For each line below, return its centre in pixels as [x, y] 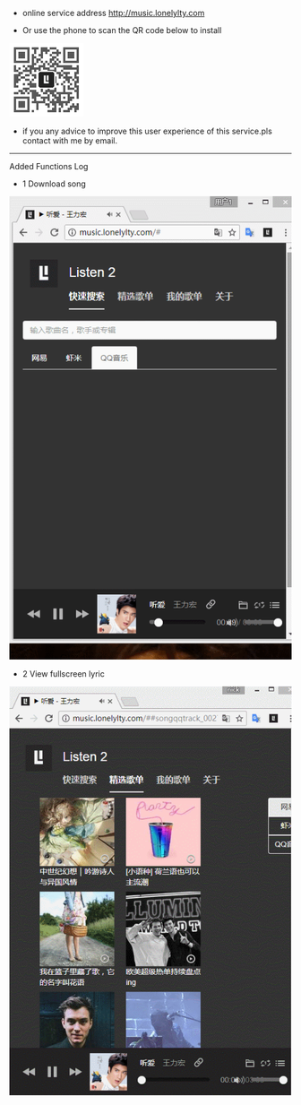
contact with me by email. [70, 141]
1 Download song [54, 184]
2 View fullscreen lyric [63, 674]
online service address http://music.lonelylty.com [113, 13]
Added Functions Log [49, 166]
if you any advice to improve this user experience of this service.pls [147, 131]
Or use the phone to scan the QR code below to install [122, 30]
